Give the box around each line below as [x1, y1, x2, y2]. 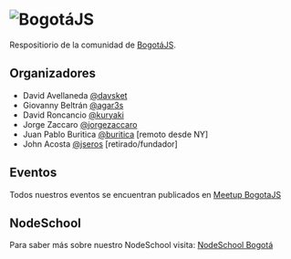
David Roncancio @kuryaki [22, 109, 125, 120]
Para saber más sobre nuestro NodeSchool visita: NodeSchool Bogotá [9, 240, 274, 251]
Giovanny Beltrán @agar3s [22, 99, 124, 110]
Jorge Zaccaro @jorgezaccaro [22, 119, 138, 129]
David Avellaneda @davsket [22, 89, 128, 100]
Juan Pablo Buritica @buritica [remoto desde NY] [22, 129, 209, 140]
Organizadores [9, 66, 97, 81]
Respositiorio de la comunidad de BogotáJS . [9, 39, 176, 50]
